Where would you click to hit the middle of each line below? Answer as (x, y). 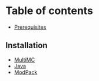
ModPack (26, 72)
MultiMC (24, 59)
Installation (27, 45)
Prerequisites (30, 27)
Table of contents (49, 11)
